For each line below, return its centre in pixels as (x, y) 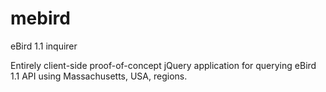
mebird (40, 18)
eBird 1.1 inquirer (44, 46)
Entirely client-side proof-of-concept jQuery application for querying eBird (163, 65)
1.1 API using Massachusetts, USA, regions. (99, 76)
